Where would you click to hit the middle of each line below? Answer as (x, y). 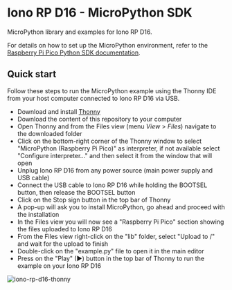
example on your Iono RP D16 (59, 265)
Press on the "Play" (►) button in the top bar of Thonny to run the (111, 258)
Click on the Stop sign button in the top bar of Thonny (94, 200)
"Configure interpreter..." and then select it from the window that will (115, 155)
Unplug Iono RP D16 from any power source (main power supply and (115, 170)
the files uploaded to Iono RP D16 (64, 229)
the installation (38, 214)
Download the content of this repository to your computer (99, 119)
